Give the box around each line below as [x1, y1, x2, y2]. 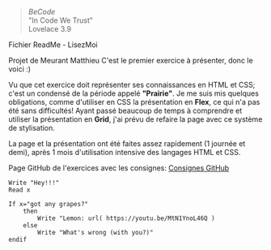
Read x [8, 186, 31, 194]
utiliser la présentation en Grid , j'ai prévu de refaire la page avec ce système [8, 114, 263, 124]
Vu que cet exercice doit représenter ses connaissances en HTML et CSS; [8, 80, 256, 89]
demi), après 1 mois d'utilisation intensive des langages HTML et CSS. [8, 148, 241, 157]
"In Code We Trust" [28, 15, 94, 25]
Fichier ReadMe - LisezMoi [8, 40, 99, 50]
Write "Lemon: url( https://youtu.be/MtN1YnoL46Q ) [37, 214, 216, 222]
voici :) [8, 64, 31, 74]
